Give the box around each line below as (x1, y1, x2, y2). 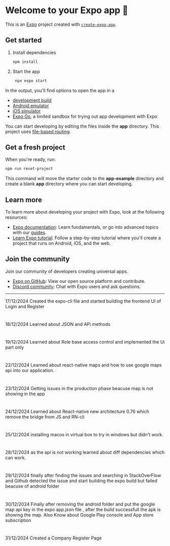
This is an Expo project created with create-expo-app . (5, 21, 117, 27)
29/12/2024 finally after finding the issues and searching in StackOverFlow (5, 473, 161, 479)
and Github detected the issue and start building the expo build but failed (5, 478, 158, 484)
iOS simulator (12, 108, 41, 114)
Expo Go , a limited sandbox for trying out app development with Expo (12, 113, 158, 119)
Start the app (12, 68, 40, 74)
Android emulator (12, 102, 49, 108)
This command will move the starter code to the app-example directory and (5, 176, 164, 182)
